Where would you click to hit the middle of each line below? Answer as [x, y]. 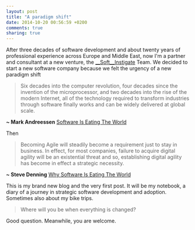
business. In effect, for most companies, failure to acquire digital [98, 151]
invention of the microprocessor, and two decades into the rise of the [104, 92]
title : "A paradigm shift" [39, 17]
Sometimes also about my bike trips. [50, 198]
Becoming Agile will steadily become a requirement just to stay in [99, 145]
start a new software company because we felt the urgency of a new [89, 68]
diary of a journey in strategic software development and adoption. [86, 192]
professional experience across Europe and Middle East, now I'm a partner [96, 56]
